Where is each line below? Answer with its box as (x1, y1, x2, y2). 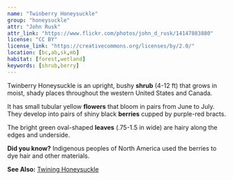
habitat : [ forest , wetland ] (7, 56, 86, 63)
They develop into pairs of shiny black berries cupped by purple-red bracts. (7, 110, 227, 118)
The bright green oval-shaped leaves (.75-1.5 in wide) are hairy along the (7, 123, 218, 131)
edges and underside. (7, 130, 70, 139)
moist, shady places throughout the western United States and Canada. (7, 89, 213, 97)
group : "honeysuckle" (7, 17, 70, 24)
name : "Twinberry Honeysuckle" (7, 10, 98, 17)
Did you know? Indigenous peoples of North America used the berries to (7, 144, 217, 152)
